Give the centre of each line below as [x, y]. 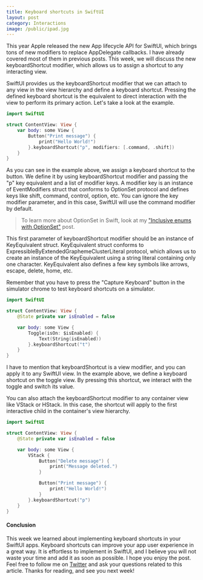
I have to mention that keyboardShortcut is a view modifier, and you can [96, 367]
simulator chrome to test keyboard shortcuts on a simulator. [81, 289]
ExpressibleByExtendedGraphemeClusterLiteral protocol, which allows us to [101, 251]
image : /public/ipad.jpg [38, 29]
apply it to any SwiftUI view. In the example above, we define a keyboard [97, 374]
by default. [20, 209]
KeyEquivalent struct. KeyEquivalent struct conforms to [75, 245]
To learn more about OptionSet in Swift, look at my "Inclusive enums [106, 220]
